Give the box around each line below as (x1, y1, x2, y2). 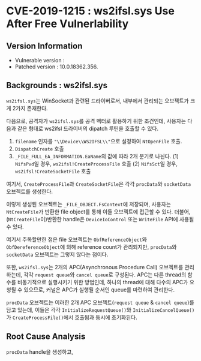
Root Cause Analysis (6, 332, 86, 342)
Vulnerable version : (14, 57, 65, 64)
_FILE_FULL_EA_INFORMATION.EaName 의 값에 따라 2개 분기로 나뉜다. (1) (14, 152, 179, 160)
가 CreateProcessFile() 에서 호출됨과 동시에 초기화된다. (6, 314, 138, 321)
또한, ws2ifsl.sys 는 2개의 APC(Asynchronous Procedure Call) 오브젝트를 (6, 263, 184, 270)
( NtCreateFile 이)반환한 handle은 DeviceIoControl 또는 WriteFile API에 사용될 (6, 215, 194, 222)
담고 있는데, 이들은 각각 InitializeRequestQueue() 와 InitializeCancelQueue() (6, 306, 195, 313)
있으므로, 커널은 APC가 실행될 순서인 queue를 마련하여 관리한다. (23, 286, 175, 293)
